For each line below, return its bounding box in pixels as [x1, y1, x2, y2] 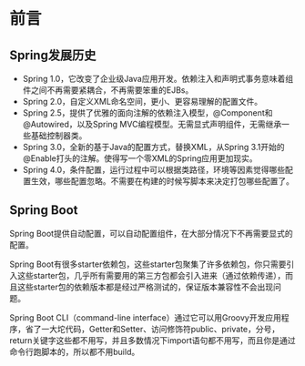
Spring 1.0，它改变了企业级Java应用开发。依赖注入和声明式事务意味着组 [22, 74, 294, 84]
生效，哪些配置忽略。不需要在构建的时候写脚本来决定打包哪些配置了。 [30, 176, 294, 187]
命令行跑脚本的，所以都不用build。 [9, 346, 140, 357]
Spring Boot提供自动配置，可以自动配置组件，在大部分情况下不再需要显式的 [9, 228, 293, 239]
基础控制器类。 [30, 130, 87, 141]
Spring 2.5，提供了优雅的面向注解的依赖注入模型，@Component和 [22, 107, 273, 118]
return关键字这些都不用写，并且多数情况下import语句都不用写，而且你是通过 [9, 334, 296, 346]
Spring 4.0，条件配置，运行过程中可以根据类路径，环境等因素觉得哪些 [22, 165, 286, 175]
